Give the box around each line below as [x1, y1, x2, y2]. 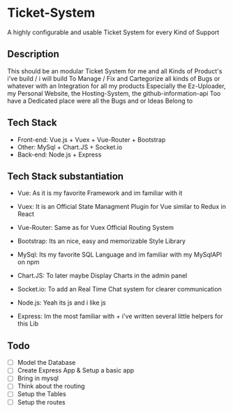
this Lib [17, 319, 39, 328]
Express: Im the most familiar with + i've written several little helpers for [17, 312, 223, 321]
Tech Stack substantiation [7, 170, 124, 182]
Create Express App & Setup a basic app [17, 366, 135, 375]
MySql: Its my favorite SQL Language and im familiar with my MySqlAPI [17, 250, 222, 259]
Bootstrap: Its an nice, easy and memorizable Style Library [17, 237, 186, 245]
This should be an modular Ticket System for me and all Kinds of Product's [7, 66, 223, 75]
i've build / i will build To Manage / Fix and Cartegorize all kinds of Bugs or [7, 74, 220, 82]
